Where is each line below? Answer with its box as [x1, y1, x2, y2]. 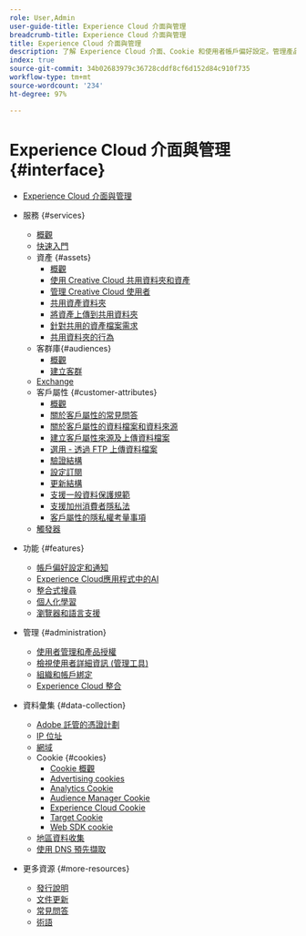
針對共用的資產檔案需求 [49, 320, 138, 331]
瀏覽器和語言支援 [36, 607, 101, 619]
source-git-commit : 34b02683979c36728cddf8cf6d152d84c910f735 [9, 65, 250, 74]
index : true [9, 56, 55, 65]
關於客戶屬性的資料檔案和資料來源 [49, 421, 178, 432]
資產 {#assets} [36, 252, 91, 263]
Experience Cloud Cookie [49, 802, 146, 813]
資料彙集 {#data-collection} [22, 700, 126, 711]
